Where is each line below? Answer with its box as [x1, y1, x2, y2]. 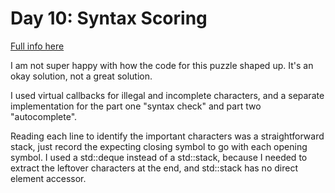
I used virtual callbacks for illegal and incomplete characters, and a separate [10, 89, 325, 101]
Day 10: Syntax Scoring [10, 7, 208, 30]
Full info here [10, 40, 65, 52]
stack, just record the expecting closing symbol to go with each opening [10, 140, 308, 152]
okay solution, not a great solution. [10, 70, 153, 82]
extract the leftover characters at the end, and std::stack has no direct [10, 162, 298, 174]
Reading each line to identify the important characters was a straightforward [10, 130, 325, 142]
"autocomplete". [10, 110, 78, 122]
